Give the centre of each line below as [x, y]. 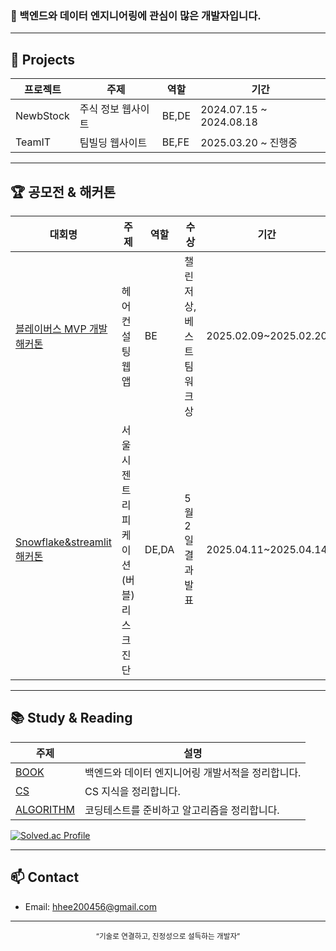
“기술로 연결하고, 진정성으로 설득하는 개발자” [168, 936]
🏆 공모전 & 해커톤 [63, 192]
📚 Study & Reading [71, 718]
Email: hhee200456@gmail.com [90, 906]
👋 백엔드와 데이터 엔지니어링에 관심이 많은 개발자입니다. [136, 15]
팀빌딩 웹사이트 [113, 143]
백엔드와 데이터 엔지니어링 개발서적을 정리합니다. [193, 772]
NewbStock [42, 116]
